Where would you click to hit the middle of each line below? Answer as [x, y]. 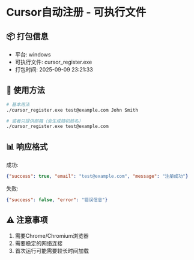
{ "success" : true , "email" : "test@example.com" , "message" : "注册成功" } [97, 177]
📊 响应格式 [27, 147]
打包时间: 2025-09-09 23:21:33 [54, 69]
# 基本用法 [18, 104]
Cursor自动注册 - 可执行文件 [76, 12]
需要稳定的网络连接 [39, 243]
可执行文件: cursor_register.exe [53, 62]
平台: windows [33, 54]
